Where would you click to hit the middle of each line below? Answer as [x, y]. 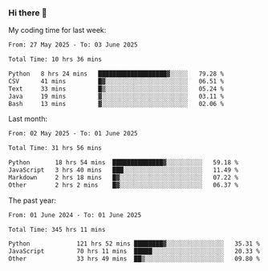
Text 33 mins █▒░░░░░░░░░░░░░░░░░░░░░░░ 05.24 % [116, 89]
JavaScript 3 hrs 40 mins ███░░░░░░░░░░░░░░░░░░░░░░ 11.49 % [124, 170]
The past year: [32, 200]
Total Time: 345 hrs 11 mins [57, 229]
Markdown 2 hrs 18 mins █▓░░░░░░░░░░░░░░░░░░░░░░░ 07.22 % [124, 177]
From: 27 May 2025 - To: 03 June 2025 [73, 45]
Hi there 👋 [28, 13]
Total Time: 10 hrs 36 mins [55, 59]
